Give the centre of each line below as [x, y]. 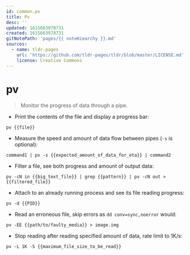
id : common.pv [23, 11]
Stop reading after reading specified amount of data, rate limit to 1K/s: [99, 236]
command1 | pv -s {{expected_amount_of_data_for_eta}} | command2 [89, 156]
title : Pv [18, 17]
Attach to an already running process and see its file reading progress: [99, 193]
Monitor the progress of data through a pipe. [74, 105]
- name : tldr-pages [35, 50]
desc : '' [17, 22]
